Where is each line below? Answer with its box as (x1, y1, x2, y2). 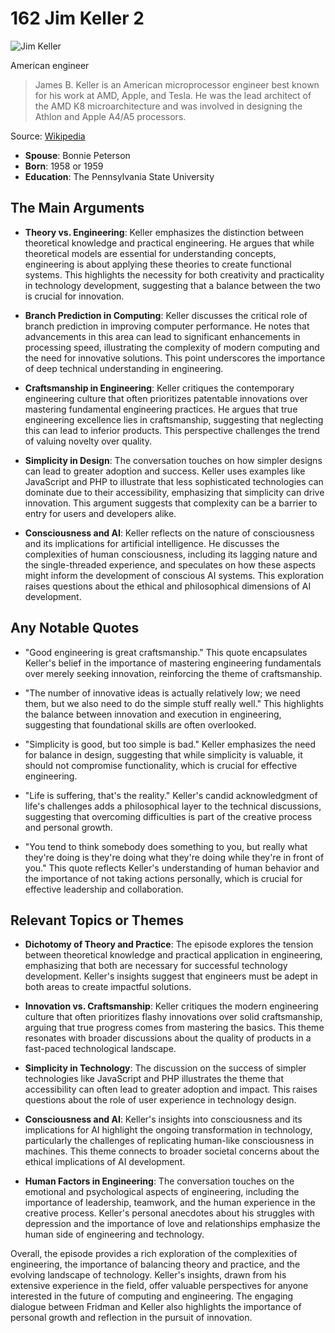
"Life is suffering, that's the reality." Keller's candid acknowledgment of (24, 789, 318, 801)
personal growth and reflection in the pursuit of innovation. (10, 1312, 253, 1324)
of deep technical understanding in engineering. (24, 362, 224, 374)
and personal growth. (24, 821, 113, 833)
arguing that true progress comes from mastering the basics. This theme (24, 1022, 325, 1034)
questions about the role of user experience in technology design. (24, 1094, 297, 1106)
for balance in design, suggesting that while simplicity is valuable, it (24, 748, 303, 761)
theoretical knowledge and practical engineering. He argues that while (24, 237, 315, 249)
